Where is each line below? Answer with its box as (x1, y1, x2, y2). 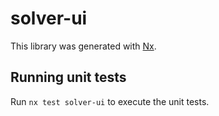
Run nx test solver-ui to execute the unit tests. (10, 95, 210, 107)
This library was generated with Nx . (10, 40, 157, 52)
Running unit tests (10, 69, 127, 86)
